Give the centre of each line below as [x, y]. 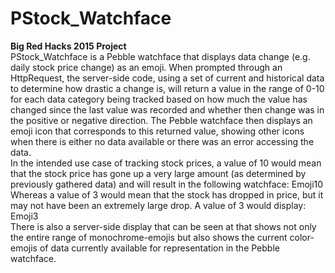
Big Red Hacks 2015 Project [68, 46]
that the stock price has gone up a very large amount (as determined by [158, 173]
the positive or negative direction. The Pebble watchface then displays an [161, 120]
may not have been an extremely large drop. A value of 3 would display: [158, 205]
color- [302, 237]
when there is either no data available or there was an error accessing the [162, 141]
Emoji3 [24, 216]
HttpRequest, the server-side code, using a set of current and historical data [167, 78]
